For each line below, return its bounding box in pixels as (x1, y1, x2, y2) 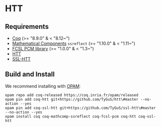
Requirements (5, 22, 49, 31)
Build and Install (5, 70, 55, 79)
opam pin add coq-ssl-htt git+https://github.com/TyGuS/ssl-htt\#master (5, 106, 156, 110)
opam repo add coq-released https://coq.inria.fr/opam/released (5, 92, 139, 98)
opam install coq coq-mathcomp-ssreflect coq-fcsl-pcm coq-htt (5, 114, 137, 119)
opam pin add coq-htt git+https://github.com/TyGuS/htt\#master (5, 97, 139, 102)
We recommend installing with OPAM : (5, 83, 81, 89)
